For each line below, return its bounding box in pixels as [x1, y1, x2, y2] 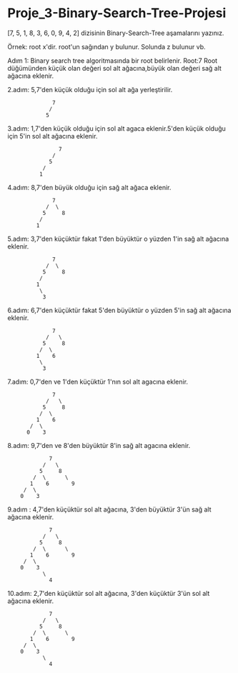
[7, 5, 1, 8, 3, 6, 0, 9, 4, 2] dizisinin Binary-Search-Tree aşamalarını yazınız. [7, 29, 224, 37]
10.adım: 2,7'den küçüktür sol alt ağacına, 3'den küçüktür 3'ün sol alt [7, 589, 210, 597]
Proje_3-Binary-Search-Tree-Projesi [7, 5, 227, 21]
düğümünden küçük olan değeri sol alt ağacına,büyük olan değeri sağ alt [7, 64, 222, 72]
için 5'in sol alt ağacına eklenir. [7, 131, 98, 140]
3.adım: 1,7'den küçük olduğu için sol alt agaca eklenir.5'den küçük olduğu [7, 124, 227, 133]
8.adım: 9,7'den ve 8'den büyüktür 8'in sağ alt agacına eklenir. [7, 441, 191, 449]
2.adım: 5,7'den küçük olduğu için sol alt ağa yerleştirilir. [7, 85, 173, 94]
